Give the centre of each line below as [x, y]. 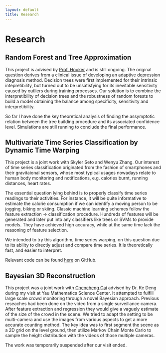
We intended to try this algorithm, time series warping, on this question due [83, 240]
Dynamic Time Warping [42, 150]
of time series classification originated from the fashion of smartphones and [83, 168]
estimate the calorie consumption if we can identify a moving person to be [82, 204]
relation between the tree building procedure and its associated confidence [83, 121]
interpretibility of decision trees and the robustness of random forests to [79, 96]
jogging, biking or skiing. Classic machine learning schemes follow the [77, 209]
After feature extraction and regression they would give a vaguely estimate [82, 309]
